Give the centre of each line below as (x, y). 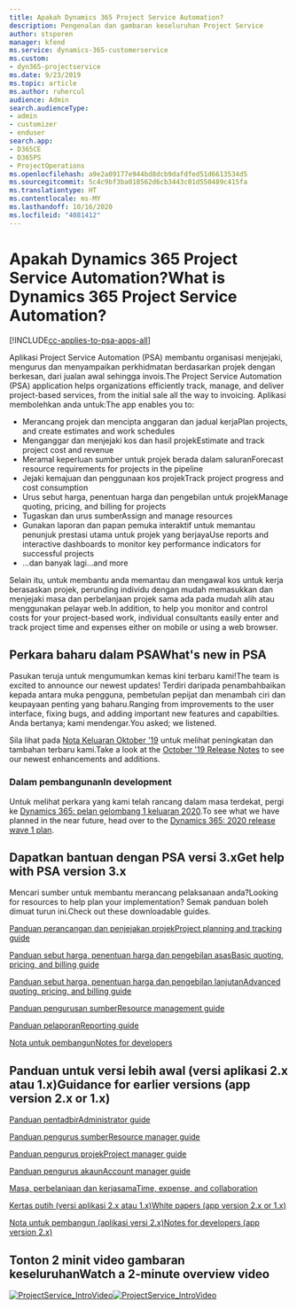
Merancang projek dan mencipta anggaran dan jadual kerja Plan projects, (155, 421)
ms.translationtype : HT (53, 191)
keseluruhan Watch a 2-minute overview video (140, 1274)
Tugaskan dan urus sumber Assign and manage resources (127, 516)
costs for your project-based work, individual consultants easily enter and (144, 618)
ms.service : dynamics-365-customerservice (89, 51)
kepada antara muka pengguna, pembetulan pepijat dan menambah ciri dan (148, 695)
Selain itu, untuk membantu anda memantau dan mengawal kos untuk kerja (146, 580)
